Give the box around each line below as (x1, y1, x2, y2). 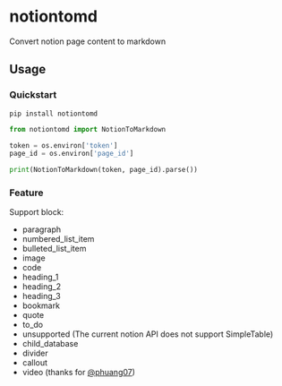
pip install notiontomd (9, 109, 98, 118)
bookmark (21, 300, 61, 311)
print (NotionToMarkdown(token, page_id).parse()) (9, 166, 199, 175)
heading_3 (21, 291, 61, 302)
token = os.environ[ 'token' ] (9, 141, 118, 150)
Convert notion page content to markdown (9, 36, 167, 47)
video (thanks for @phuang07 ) (21, 367, 136, 378)
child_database (21, 339, 79, 349)
